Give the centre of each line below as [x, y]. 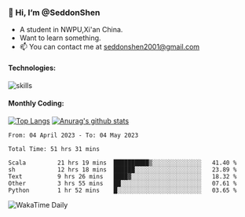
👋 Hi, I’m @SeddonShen [54, 13]
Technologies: [32, 68]
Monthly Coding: [36, 103]
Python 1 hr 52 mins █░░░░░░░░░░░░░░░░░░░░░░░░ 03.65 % [122, 190]
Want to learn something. [60, 38]
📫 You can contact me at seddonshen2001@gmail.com [110, 47]
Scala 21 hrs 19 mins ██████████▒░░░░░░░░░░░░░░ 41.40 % [122, 163]
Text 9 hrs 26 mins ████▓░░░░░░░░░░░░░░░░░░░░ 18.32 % [122, 176]
